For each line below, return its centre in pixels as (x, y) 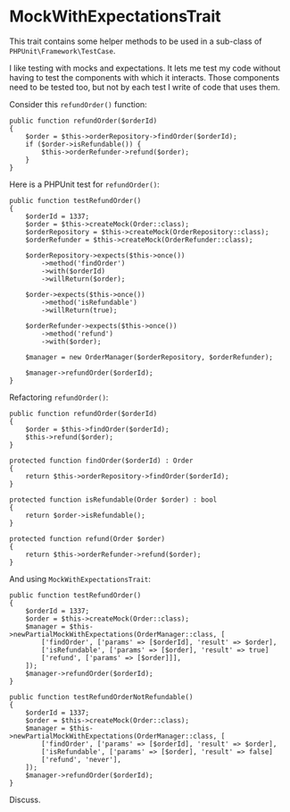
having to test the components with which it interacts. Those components (144, 77)
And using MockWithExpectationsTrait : (80, 579)
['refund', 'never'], (82, 759)
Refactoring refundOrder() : (59, 397)
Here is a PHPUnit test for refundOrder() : (85, 184)
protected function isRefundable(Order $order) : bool (113, 499)
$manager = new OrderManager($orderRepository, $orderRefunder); (149, 357)
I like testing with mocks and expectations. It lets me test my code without (145, 68)
